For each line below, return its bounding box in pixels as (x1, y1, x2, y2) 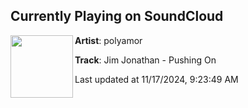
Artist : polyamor (74, 34, 143, 46)
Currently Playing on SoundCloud (10, 8, 224, 25)
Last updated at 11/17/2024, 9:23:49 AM (74, 73, 239, 85)
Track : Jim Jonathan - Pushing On (74, 54, 217, 66)
